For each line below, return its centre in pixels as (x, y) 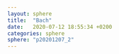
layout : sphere (30, 14)
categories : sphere (36, 33)
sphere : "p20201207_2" (41, 40)
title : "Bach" (30, 20)
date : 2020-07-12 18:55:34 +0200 (60, 27)
